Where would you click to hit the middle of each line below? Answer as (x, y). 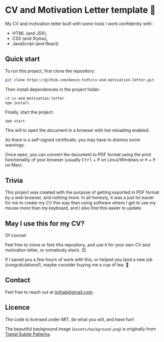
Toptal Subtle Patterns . (28, 334)
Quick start (23, 59)
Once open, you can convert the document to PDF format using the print (78, 155)
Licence (18, 307)
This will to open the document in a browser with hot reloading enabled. (78, 130)
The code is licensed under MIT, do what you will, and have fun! (70, 319)
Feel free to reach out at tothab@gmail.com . (49, 292)
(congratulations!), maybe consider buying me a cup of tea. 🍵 (67, 265)
